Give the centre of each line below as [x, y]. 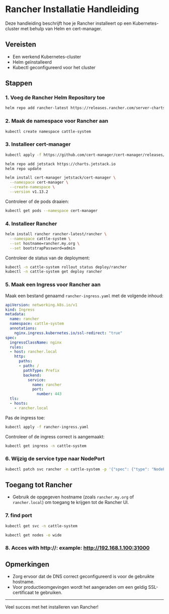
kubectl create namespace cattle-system [48, 131]
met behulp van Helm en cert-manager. [61, 28]
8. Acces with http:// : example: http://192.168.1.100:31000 [77, 548]
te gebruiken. [49, 593]
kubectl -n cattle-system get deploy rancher [54, 272]
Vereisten [21, 45]
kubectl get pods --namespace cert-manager [52, 210]
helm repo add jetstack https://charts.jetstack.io [60, 164]
